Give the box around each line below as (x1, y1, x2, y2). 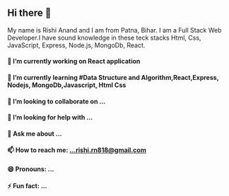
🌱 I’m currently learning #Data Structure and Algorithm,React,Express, (7, 74, 219, 81)
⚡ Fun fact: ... (7, 181, 47, 190)
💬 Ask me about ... (7, 129, 62, 138)
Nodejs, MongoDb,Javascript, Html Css (7, 81, 127, 89)
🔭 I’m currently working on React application (7, 57, 141, 66)
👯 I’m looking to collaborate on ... (7, 97, 106, 105)
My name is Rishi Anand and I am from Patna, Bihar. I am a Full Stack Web (7, 25, 222, 34)
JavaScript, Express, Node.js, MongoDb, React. (7, 40, 146, 50)
